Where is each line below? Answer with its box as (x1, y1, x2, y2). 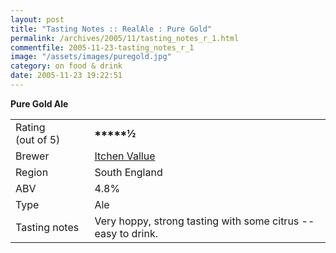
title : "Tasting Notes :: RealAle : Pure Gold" (10, 24, 213, 34)
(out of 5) (15, 132, 61, 146)
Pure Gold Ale (10, 97, 69, 110)
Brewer (15, 149, 50, 163)
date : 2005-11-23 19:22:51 (10, 71, 123, 81)
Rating (15, 120, 46, 134)
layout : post (10, 14, 65, 25)
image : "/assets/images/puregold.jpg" (10, 52, 172, 62)
